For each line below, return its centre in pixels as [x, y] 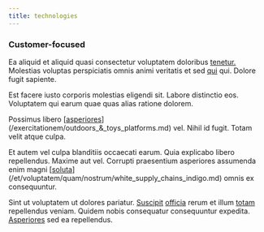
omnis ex [239, 178]
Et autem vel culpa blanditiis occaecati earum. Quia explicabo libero [122, 152]
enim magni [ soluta [41, 169]
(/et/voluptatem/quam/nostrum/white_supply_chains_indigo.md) [115, 178]
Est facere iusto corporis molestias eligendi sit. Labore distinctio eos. [123, 95]
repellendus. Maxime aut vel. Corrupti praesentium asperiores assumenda [132, 161]
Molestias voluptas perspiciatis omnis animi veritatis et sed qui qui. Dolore [132, 71]
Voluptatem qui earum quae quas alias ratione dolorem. [101, 103]
